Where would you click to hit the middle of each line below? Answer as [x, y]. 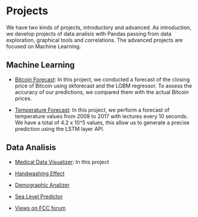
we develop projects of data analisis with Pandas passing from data [89, 33]
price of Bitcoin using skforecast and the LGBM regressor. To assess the [103, 86]
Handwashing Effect [40, 173]
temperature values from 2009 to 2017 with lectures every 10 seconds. [101, 116]
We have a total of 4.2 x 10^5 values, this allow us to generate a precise [102, 122]
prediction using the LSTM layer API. [59, 128]
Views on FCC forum [40, 208]
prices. [23, 98]
